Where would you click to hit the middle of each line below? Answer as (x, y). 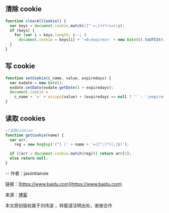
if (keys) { (22, 30)
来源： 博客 (16, 195)
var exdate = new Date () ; (37, 83)
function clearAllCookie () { (36, 21)
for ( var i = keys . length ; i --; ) (50, 35)
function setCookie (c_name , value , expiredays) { (58, 78)
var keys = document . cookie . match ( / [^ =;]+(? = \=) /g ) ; (67, 26)
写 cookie (20, 66)
